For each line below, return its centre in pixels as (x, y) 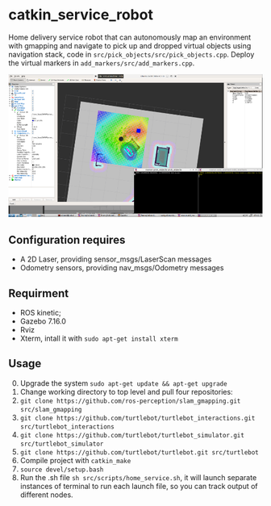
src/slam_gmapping (51, 409)
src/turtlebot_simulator (62, 444)
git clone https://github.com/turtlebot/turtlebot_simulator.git (132, 435)
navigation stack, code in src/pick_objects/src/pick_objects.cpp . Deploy (131, 54)
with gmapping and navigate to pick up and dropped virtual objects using (130, 45)
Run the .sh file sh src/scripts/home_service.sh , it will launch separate (138, 477)
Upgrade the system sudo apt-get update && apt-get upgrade (123, 383)
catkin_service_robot (81, 15)
